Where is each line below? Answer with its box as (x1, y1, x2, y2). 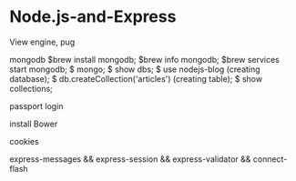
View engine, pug (9, 36, 76, 47)
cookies (9, 136, 39, 146)
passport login (9, 100, 64, 111)
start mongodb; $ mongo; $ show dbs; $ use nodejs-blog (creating (9, 64, 261, 75)
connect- (252, 153, 288, 165)
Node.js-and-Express (9, 6, 177, 27)
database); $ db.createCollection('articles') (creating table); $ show (9, 73, 262, 84)
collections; (9, 83, 53, 94)
